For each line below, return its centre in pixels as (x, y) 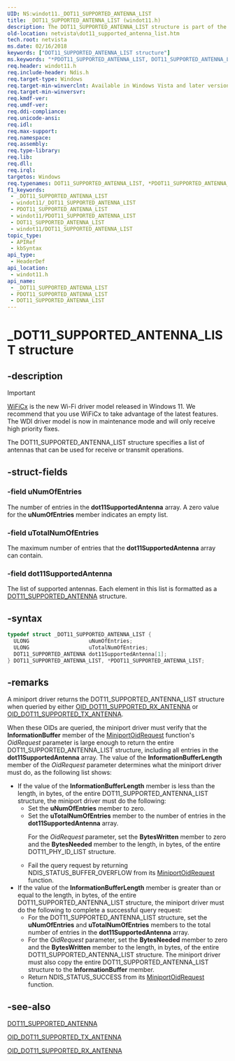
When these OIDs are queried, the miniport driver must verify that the (107, 728)
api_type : (22, 255)
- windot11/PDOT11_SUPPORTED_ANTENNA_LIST (73, 216)
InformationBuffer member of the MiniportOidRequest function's (101, 735)
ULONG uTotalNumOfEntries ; (81, 647)
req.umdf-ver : (28, 105)
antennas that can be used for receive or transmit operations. (95, 450)
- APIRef (23, 242)
